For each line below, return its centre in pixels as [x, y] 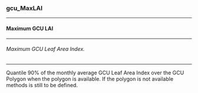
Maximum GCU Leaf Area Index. [46, 49]
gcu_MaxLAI [24, 8]
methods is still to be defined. [42, 85]
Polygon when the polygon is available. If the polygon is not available [90, 79]
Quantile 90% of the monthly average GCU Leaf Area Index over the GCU [95, 73]
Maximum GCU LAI [30, 28]
